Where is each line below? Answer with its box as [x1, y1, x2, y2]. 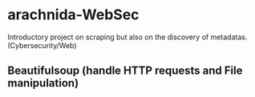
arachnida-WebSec [7, 6, 140, 24]
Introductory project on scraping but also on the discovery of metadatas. [7, 32, 248, 42]
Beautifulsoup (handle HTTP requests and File [7, 64, 243, 78]
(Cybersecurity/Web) [7, 40, 77, 50]
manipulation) [7, 76, 79, 90]
